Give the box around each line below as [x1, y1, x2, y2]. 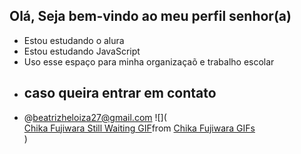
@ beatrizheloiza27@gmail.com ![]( [23, 111, 167, 123]
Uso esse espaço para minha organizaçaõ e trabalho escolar [23, 55, 275, 68]
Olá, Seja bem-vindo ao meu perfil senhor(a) [9, 8, 292, 25]
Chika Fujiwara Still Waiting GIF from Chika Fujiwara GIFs [23, 122, 256, 134]
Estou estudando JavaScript [23, 45, 141, 57]
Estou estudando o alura [23, 34, 125, 46]
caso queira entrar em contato [23, 85, 217, 102]
